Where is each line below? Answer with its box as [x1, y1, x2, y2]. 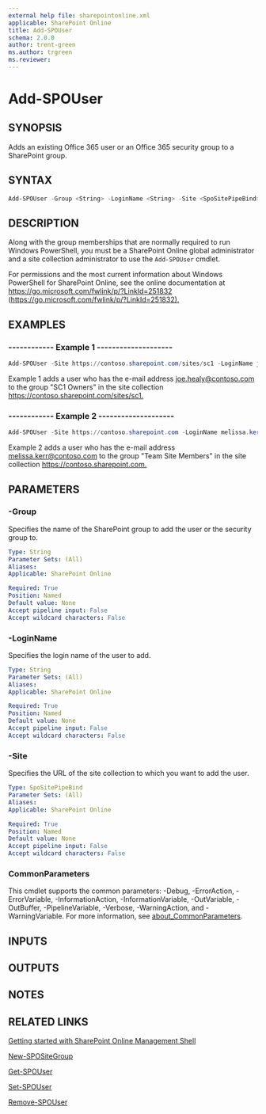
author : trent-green [8, 41, 77, 49]
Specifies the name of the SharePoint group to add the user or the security [8, 524, 252, 534]
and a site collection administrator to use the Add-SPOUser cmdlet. [8, 254, 220, 264]
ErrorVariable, [8, 895, 54, 904]
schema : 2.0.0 [8, 33, 55, 42]
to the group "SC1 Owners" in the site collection [8, 382, 164, 392]
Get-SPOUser [8, 1066, 53, 1077]
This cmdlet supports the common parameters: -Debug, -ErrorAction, [8, 886, 235, 895]
